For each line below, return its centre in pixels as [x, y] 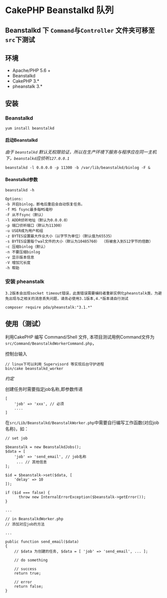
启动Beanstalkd [22, 140]
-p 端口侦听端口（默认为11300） [35, 225]
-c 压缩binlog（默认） [26, 247]
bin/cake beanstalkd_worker [34, 368]
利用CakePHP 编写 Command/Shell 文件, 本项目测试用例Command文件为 [80, 337]
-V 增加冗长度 [18, 263]
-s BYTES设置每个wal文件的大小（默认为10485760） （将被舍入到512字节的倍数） [79, 241]
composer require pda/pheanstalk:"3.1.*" [49, 307]
